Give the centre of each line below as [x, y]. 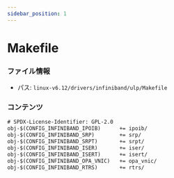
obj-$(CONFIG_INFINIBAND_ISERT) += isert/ [78, 154]
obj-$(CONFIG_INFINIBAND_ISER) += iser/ [76, 148]
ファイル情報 [29, 71]
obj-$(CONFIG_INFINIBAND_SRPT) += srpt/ [76, 142]
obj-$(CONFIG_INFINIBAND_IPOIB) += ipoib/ [78, 129]
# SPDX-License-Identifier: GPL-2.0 [60, 122]
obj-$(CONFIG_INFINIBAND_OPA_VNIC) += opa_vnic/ [82, 161]
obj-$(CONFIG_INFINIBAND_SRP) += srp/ [74, 135]
